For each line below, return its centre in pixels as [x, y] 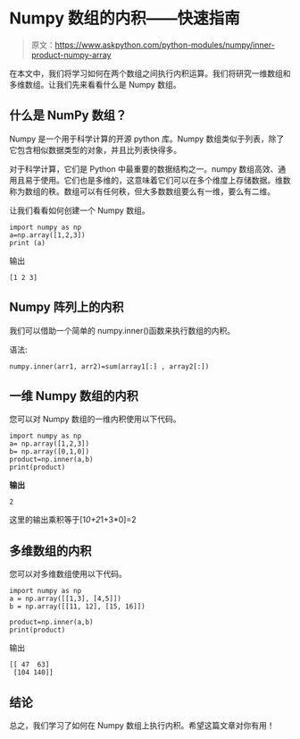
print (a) [28, 242]
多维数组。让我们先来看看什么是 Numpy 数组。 [95, 84]
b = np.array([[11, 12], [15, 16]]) [77, 607]
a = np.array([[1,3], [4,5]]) [66, 599]
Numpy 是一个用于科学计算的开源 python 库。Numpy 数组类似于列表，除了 [147, 139]
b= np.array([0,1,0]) [50, 452]
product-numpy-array [71, 55]
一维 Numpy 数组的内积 [74, 396]
